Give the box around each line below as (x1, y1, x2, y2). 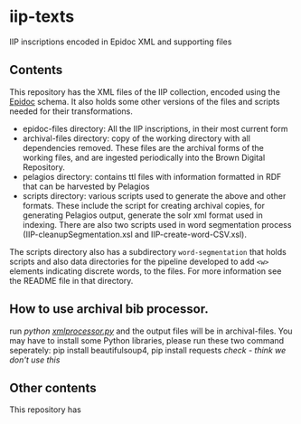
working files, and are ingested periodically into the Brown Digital (22, 152, 266, 163)
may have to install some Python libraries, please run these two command (9, 334, 285, 345)
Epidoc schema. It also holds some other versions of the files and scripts (9, 96, 280, 107)
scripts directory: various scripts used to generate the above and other (22, 190, 287, 201)
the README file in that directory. (9, 275, 134, 286)
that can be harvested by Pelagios (22, 181, 150, 192)
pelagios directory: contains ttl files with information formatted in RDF (22, 171, 282, 182)
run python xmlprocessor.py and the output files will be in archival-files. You (9, 325, 293, 336)
